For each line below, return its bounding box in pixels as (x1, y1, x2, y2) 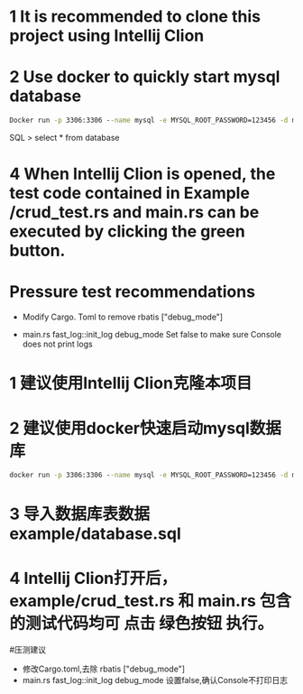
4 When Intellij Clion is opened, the (9, 164, 276, 184)
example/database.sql (9, 523, 182, 544)
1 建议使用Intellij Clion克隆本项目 (9, 373, 252, 393)
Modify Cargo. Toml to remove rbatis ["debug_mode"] (22, 311, 224, 322)
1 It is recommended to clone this (9, 6, 262, 27)
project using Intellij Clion (9, 25, 205, 46)
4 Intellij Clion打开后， (9, 568, 178, 588)
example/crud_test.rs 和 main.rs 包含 (9, 590, 291, 611)
